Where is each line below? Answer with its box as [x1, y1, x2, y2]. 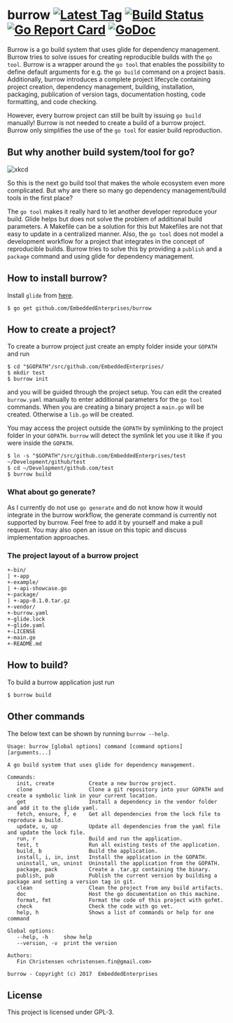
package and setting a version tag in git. [7, 878, 136, 885]
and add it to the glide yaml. [7, 804, 99, 812]
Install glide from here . [7, 291, 73, 299]
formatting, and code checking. [7, 97, 98, 105]
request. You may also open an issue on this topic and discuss [7, 526, 187, 534]
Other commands [7, 710, 85, 723]
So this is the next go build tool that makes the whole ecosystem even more [7, 178, 225, 187]
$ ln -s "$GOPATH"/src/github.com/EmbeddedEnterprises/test [7, 452, 187, 460]
